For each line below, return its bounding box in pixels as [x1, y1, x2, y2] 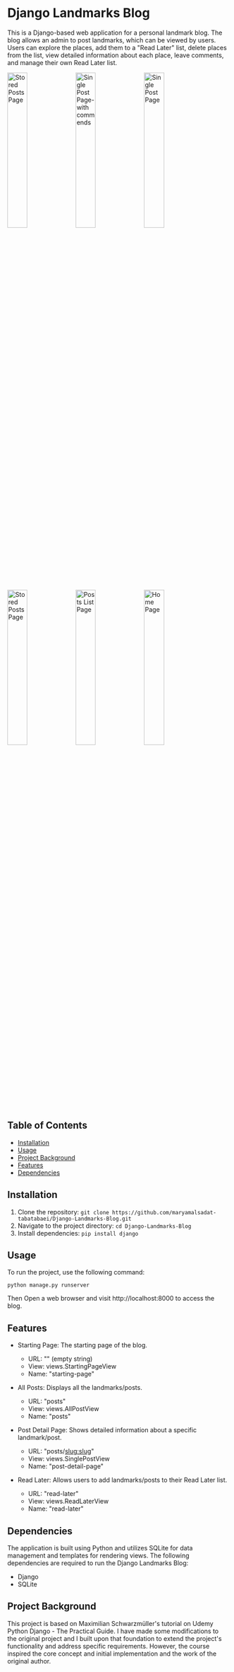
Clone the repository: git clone [17, 1207, 109, 1216]
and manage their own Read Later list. [7, 58, 118, 66]
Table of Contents [7, 1120, 88, 1132]
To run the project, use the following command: [7, 1268, 145, 1277]
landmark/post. [17, 1434, 62, 1442]
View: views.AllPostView [27, 1405, 99, 1413]
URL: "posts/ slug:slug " [27, 1447, 94, 1456]
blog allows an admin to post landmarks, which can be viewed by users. [7, 35, 216, 44]
